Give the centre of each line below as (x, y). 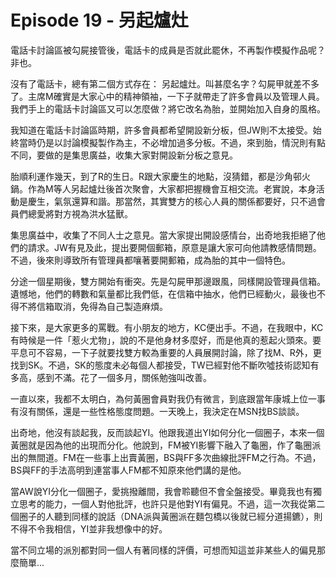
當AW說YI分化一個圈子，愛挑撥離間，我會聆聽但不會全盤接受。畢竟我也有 (161, 491)
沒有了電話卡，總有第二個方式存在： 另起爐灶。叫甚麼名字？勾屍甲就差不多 (165, 83)
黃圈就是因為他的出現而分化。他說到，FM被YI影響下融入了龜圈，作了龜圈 (161, 445)
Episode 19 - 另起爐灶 (99, 20)
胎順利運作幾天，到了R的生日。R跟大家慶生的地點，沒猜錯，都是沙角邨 (156, 176)
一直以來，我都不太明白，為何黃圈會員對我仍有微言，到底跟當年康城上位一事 (168, 398)
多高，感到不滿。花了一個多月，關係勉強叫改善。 (111, 377)
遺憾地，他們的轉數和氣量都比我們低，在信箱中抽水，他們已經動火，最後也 (163, 293)
